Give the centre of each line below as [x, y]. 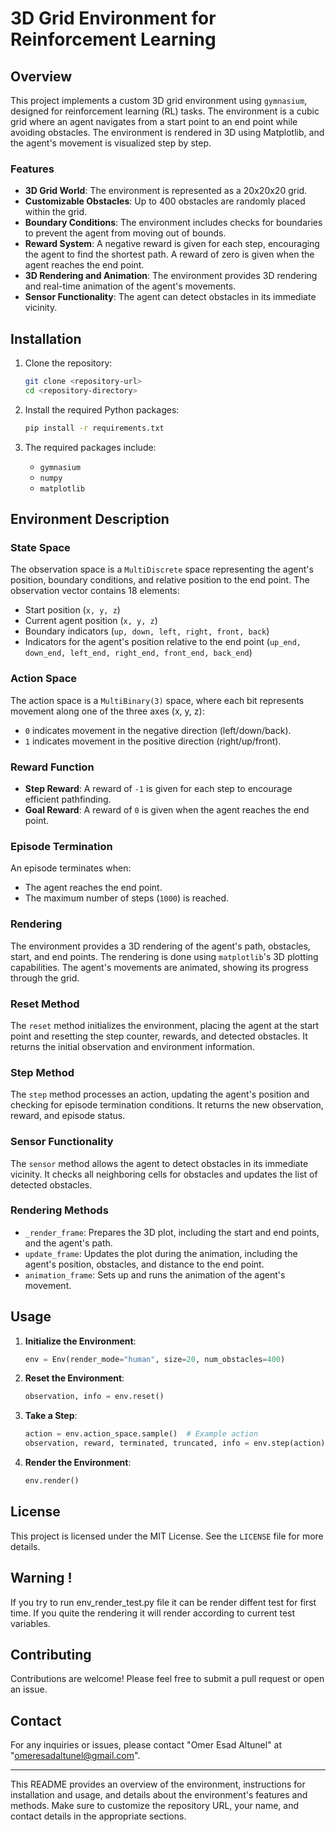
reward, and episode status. [68, 1116]
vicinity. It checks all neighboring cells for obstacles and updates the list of [164, 1174]
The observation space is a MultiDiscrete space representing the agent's [162, 569]
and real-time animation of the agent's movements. [130, 286]
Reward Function [52, 767]
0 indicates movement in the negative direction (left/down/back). [158, 730]
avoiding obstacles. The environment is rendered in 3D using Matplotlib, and [167, 132]
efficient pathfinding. [68, 799]
